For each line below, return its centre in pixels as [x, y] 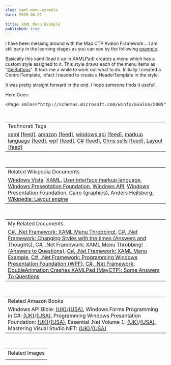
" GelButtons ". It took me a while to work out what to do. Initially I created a [83, 70]
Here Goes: [17, 95]
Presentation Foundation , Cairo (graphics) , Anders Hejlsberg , [81, 193]
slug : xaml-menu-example [32, 10]
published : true [22, 29]
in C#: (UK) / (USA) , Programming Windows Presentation [75, 316]
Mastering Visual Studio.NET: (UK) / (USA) [57, 328]
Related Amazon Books [36, 301]
